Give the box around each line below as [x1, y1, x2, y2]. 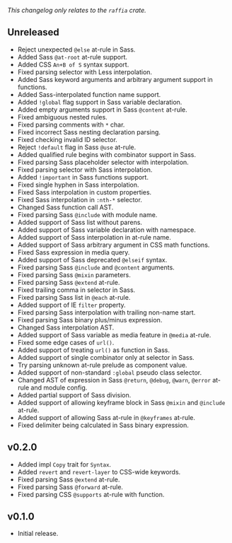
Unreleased [7, 26, 60, 38]
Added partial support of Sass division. [17, 390, 132, 399]
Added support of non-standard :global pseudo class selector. [17, 368, 202, 377]
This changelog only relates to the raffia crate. [7, 6, 146, 14]
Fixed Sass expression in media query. [17, 247, 130, 257]
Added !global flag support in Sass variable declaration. [17, 98, 182, 106]
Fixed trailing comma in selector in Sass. [17, 286, 136, 294]
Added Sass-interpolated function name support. [17, 90, 161, 98]
